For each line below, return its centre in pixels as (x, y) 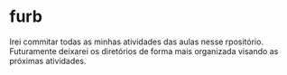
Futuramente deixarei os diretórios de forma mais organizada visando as (144, 51)
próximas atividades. (48, 61)
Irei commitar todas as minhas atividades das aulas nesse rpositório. (137, 42)
